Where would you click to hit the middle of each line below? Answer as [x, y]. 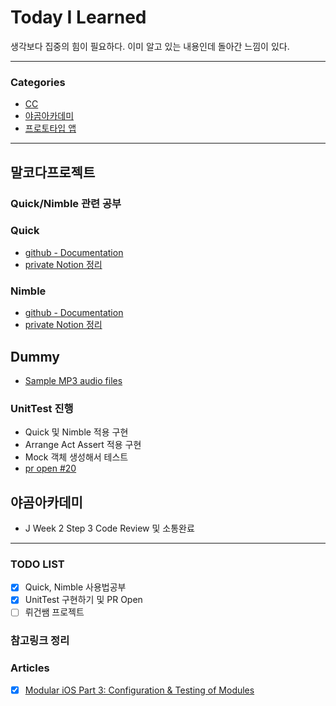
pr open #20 [50, 468]
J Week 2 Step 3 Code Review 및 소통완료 [109, 528]
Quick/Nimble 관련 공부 [66, 203]
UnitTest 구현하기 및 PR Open [83, 600]
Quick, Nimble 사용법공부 [75, 587]
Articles [30, 668]
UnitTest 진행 [42, 408]
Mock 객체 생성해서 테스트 [76, 457]
